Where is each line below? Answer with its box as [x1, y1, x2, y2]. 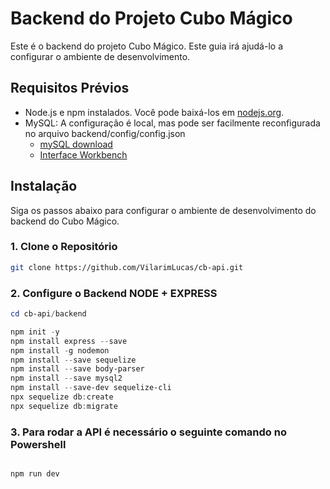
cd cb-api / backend [10, 309, 87, 319]
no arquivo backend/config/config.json [24, 127, 186, 139]
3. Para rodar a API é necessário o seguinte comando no [10, 425, 287, 439]
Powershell [10, 437, 67, 451]
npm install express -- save [10, 336, 128, 346]
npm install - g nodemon [10, 345, 110, 356]
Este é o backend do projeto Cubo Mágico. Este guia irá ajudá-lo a [10, 40, 284, 52]
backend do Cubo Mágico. [10, 215, 120, 227]
